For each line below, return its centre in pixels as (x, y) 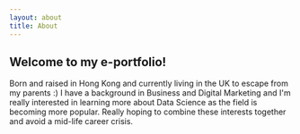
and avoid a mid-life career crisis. (71, 121)
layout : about (36, 17)
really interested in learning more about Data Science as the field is (133, 103)
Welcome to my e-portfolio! (88, 62)
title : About (34, 26)
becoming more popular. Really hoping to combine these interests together (148, 112)
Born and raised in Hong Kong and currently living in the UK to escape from (149, 84)
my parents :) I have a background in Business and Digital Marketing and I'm (150, 93)
